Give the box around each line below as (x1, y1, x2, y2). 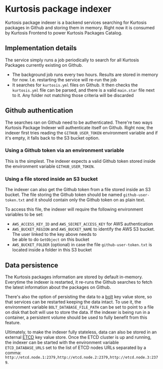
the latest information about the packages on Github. (5, 284, 111, 290)
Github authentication (5, 106, 73, 115)
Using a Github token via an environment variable (5, 147, 124, 154)
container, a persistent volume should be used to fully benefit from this (5, 314, 147, 320)
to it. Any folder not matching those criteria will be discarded (12, 92, 134, 98)
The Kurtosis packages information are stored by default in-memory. (5, 274, 143, 280)
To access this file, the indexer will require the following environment (5, 206, 143, 213)
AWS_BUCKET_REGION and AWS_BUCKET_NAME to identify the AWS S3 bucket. (12, 226, 155, 232)
